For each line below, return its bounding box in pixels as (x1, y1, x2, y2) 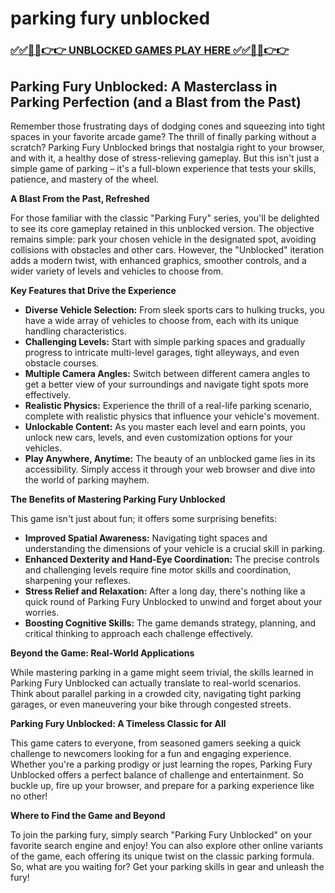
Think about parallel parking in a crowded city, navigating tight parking (10, 687, 302, 699)
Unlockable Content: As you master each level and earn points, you (24, 420, 306, 432)
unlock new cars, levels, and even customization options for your (24, 431, 293, 443)
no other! (10, 790, 48, 802)
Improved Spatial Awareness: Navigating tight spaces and (24, 532, 268, 544)
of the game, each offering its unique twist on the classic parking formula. (10, 850, 315, 862)
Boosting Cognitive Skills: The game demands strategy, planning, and (24, 617, 317, 629)
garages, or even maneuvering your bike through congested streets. (10, 698, 292, 710)
